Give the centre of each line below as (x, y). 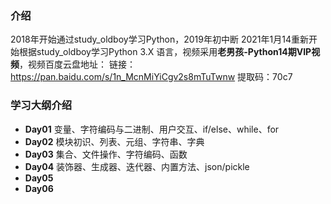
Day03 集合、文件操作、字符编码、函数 (106, 154)
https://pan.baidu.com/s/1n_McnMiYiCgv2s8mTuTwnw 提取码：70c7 (151, 77)
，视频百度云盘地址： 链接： (77, 64)
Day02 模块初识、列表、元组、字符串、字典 (114, 141)
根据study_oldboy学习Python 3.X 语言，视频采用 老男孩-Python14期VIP (165, 52)
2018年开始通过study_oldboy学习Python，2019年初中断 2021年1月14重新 (159, 39)
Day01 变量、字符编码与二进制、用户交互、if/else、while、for (152, 129)
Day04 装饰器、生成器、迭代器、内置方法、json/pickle (137, 166)
